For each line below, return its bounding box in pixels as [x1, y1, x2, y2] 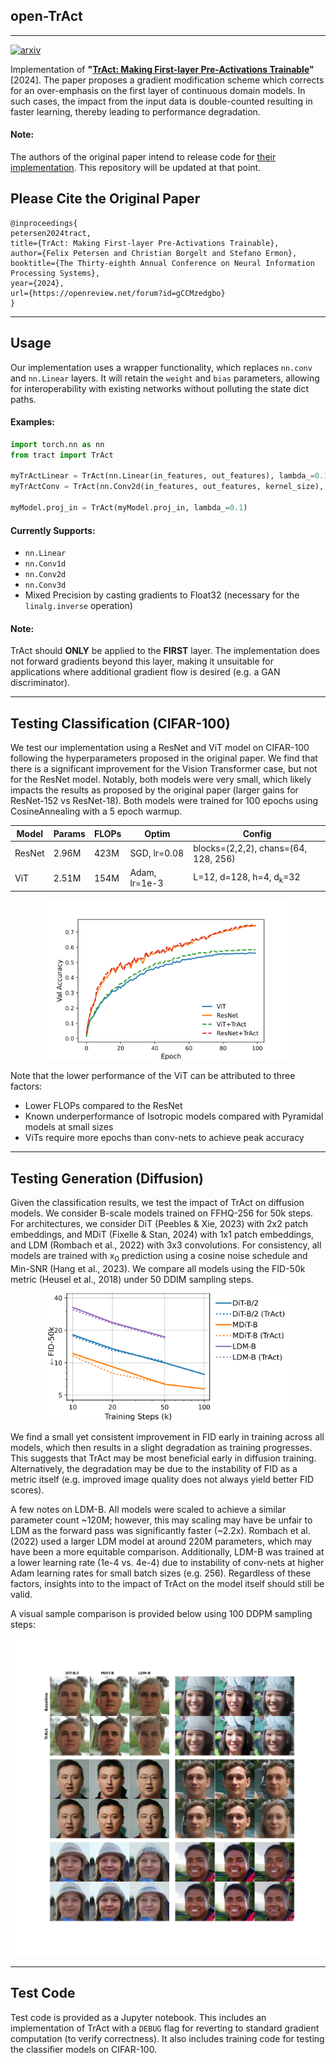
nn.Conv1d [24, 559, 67, 569]
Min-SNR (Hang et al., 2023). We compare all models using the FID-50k [10, 1263, 306, 1275]
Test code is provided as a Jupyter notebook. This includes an [10, 2011, 267, 2023]
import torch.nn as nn [10, 439, 105, 449]
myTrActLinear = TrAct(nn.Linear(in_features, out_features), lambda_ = [10, 471, 315, 481]
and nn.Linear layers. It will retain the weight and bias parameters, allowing [10, 372, 320, 384]
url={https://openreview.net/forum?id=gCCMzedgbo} [10, 288, 226, 298]
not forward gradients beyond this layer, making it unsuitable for [10, 655, 274, 668]
